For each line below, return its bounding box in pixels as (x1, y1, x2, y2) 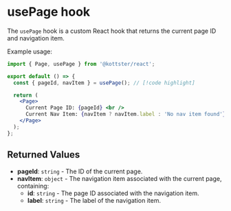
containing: (16, 182, 49, 190)
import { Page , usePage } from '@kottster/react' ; (7, 60, 155, 67)
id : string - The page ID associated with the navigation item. (27, 189, 199, 197)
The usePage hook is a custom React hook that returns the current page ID (7, 27, 217, 35)
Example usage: (7, 47, 53, 55)
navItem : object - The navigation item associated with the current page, (16, 174, 222, 182)
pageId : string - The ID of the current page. (16, 167, 143, 175)
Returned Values (7, 149, 80, 161)
